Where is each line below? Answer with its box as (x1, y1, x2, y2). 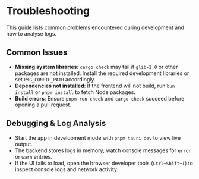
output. (14, 140, 33, 147)
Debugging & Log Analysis (6, 118, 106, 128)
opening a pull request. (14, 101, 71, 108)
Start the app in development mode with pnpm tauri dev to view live (14, 134, 181, 141)
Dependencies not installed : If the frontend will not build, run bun (14, 82, 175, 89)
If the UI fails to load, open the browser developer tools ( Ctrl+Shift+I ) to (14, 159, 193, 167)
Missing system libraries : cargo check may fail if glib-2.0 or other (14, 63, 178, 70)
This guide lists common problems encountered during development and (6, 24, 184, 31)
